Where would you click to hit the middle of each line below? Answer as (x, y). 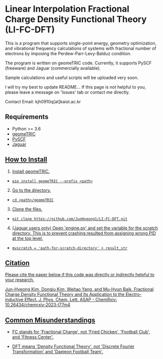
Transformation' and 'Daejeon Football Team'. (57, 352)
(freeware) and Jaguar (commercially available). (53, 68)
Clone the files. (27, 209)
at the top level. (27, 238)
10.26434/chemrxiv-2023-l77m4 (38, 305)
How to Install (26, 160)
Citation (17, 263)
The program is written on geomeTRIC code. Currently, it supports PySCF (78, 63)
